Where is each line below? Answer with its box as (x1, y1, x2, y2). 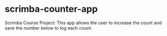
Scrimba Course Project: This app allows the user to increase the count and (5, 20, 162, 26)
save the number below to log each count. (5, 25, 93, 31)
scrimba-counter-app (5, 3, 98, 15)
